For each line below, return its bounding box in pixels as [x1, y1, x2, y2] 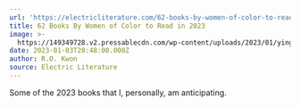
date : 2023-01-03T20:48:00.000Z [9, 46, 129, 55]
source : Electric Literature [9, 63, 118, 72]
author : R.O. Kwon [9, 54, 78, 63]
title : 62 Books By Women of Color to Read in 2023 [9, 21, 205, 30]
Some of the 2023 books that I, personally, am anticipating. [9, 86, 228, 98]
